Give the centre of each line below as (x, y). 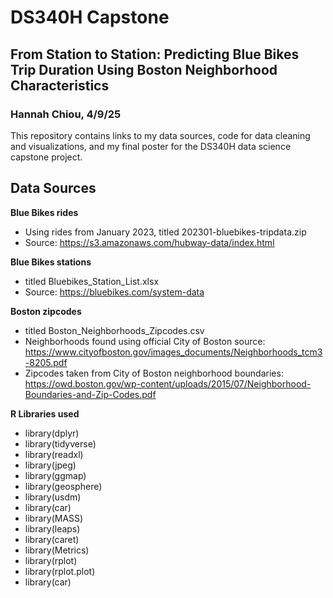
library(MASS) (54, 518)
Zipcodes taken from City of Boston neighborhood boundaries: (154, 373)
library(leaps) (52, 528)
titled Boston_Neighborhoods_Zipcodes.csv (114, 330)
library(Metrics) (57, 550)
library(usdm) (53, 497)
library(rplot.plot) (60, 571)
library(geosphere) (63, 486)
